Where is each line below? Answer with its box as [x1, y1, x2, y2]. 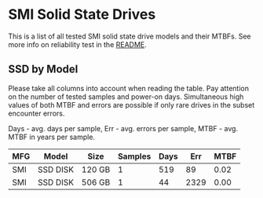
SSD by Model [8, 63, 79, 76]
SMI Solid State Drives [8, 5, 156, 24]
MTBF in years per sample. [8, 132, 96, 141]
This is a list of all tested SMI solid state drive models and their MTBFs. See [8, 31, 251, 41]
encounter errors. [8, 108, 65, 118]
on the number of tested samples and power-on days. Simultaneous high [8, 92, 244, 101]
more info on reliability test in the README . [8, 39, 147, 49]
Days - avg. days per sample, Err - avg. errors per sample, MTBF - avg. [8, 123, 238, 133]
